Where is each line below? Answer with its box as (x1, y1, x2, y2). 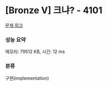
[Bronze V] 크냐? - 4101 (5, 5, 102, 16)
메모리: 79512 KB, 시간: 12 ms (5, 49, 65, 55)
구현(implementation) (5, 75, 49, 81)
